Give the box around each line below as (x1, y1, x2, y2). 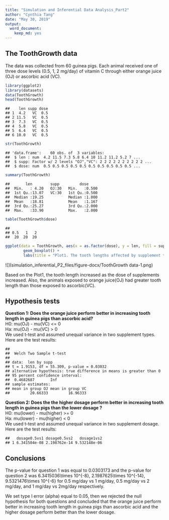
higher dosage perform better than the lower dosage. (5, 509, 116, 515)
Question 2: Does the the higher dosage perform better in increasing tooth (5, 399, 164, 405)
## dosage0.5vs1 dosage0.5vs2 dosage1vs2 (5, 436, 102, 441)
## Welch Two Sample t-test (5, 351, 66, 356)
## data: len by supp (5, 360, 53, 365)
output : (5, 21, 22, 27)
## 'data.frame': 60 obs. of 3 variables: (5, 150, 105, 156)
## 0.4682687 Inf (5, 378, 57, 383)
